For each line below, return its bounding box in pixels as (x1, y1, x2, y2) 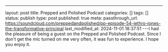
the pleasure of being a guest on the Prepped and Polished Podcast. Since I (5, 31, 161, 37)
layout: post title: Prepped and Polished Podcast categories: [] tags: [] (5, 10, 149, 15)
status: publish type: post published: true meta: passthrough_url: (5, 15, 138, 21)
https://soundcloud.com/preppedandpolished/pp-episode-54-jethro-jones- (5, 20, 161, 26)
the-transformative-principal (5, 26, 64, 31)
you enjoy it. (5, 42, 30, 47)
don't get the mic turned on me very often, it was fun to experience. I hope (5, 36, 159, 42)
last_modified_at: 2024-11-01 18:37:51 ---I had (64, 26, 159, 31)
